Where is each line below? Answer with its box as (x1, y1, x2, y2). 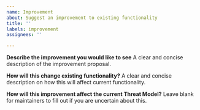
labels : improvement (6, 26, 60, 32)
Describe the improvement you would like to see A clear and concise (6, 54, 183, 61)
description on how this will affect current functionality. (6, 79, 146, 86)
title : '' (6, 20, 32, 26)
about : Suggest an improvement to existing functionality (6, 15, 158, 21)
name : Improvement (6, 9, 53, 15)
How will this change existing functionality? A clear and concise (6, 72, 172, 79)
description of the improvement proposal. (6, 61, 112, 68)
